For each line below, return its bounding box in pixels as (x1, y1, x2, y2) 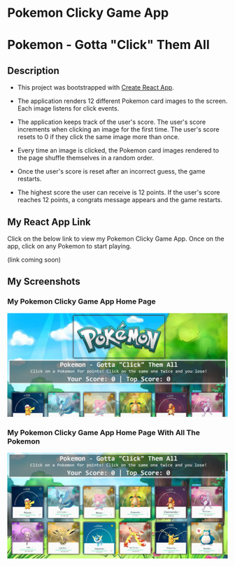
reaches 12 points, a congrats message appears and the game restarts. (17, 196, 222, 204)
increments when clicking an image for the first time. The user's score (17, 125, 220, 134)
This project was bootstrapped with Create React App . (17, 83, 175, 92)
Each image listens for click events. (17, 104, 120, 113)
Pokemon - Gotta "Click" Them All (7, 37, 210, 53)
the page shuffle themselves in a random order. (17, 154, 155, 162)
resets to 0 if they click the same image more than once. (17, 133, 180, 141)
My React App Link (7, 215, 91, 228)
